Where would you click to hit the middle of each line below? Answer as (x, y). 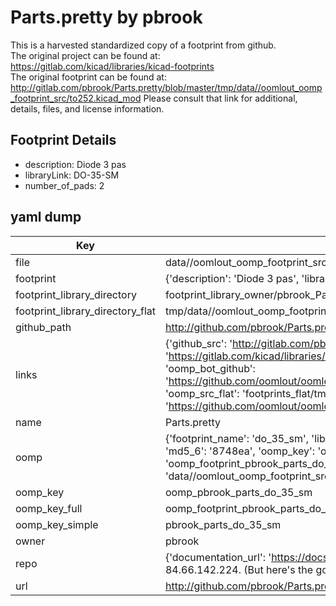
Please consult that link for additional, (220, 98)
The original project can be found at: (85, 55)
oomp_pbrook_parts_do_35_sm (238, 492)
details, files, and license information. (87, 108)
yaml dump (46, 217)
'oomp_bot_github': (210, 368)
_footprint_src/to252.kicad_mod (76, 98)
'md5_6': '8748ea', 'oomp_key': (240, 451)
